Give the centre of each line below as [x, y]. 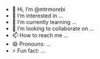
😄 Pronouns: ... [32, 44]
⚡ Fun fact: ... [28, 51]
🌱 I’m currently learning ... [44, 22]
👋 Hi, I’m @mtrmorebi [38, 9]
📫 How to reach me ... [40, 35]
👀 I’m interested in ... [38, 16]
